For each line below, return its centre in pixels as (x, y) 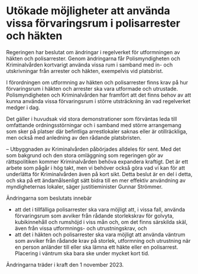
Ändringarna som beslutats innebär (49, 198)
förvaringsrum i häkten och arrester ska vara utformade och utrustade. (92, 88)
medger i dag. (23, 107)
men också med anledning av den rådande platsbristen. (74, 137)
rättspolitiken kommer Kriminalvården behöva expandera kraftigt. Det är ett (97, 161)
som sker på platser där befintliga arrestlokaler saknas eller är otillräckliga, (97, 131)
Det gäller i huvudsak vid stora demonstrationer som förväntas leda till (92, 118)
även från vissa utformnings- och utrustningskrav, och (81, 228)
